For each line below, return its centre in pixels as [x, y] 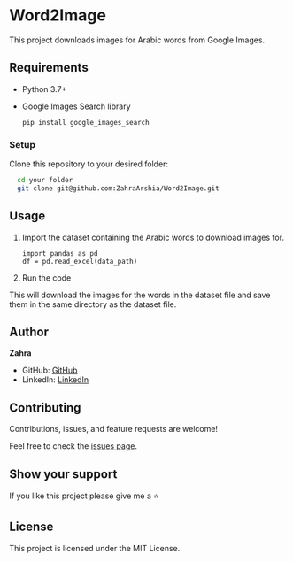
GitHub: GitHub [50, 370]
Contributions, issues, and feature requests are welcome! [114, 429]
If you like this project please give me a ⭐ [84, 496]
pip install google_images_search [85, 122]
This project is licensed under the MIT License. [95, 548]
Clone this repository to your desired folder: [89, 164]
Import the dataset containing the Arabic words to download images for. [153, 237]
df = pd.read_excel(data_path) [80, 261]
